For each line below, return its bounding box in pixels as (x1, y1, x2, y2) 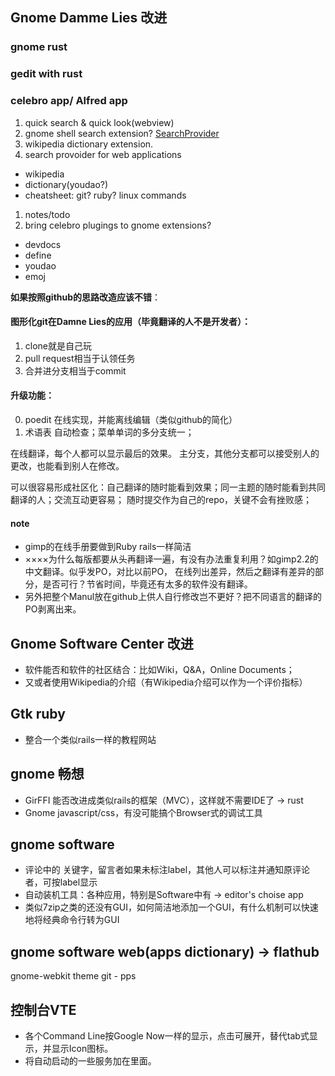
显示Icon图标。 (51, 1043, 114, 1055)
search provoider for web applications (24, 148, 182, 160)
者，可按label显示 (24, 876, 98, 888)
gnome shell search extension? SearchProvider (24, 127, 220, 139)
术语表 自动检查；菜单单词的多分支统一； (24, 426, 195, 438)
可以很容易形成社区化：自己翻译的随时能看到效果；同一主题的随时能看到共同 (10, 481, 326, 493)
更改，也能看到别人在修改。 (10, 459, 125, 472)
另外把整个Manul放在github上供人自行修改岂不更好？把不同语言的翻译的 (24, 591, 322, 603)
